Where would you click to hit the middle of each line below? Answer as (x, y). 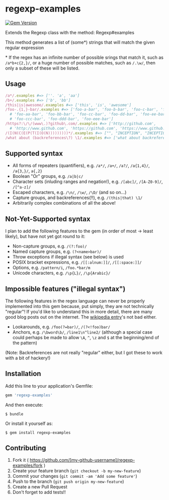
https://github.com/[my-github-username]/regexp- (82, 460)
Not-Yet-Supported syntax (48, 219)
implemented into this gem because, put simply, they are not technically (80, 306)
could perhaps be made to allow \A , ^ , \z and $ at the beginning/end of (86, 337)
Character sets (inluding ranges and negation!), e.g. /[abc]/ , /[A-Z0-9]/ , (88, 181)
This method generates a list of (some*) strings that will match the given (80, 42)
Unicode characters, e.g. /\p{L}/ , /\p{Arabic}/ (61, 273)
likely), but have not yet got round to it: (45, 236)
